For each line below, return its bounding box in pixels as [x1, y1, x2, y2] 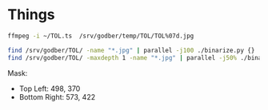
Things [7, 6, 55, 24]
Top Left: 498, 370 [18, 84, 81, 93]
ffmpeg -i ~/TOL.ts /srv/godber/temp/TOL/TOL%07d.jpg [7, 32, 194, 40]
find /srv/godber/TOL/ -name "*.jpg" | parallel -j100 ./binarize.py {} [7, 46, 255, 54]
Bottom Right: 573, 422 [18, 92, 96, 101]
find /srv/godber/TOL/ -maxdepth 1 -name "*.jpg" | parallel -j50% [7, 53, 238, 61]
